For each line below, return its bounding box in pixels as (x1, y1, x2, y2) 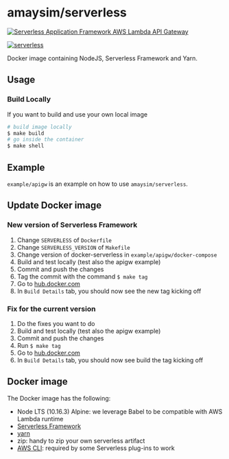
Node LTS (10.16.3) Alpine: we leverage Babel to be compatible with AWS (16, 407, 223, 416)
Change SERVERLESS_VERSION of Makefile (16, 243, 130, 251)
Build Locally (7, 95, 51, 104)
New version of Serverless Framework (7, 220, 138, 230)
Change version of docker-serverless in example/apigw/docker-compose (16, 250, 217, 259)
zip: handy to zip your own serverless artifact (16, 436, 145, 445)
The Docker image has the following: (7, 394, 111, 402)
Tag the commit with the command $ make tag (16, 272, 148, 281)
